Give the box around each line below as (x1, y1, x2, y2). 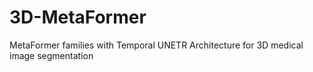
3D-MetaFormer (9, 6, 147, 29)
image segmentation (9, 49, 94, 61)
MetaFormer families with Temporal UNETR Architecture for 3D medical (9, 39, 304, 51)
